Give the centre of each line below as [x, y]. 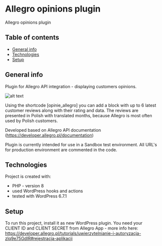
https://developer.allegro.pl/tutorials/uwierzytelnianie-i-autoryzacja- [73, 233]
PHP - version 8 [28, 186]
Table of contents [32, 38]
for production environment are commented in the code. [61, 150]
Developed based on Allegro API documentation [53, 130]
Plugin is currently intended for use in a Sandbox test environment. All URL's [81, 144]
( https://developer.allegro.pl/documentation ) [49, 135]
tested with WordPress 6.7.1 [39, 196]
